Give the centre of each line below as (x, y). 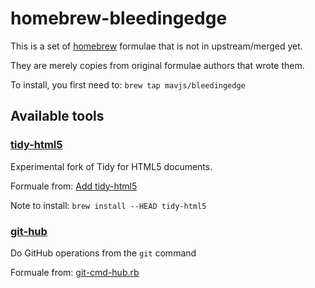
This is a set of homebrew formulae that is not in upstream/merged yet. (156, 46)
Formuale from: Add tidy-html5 (74, 186)
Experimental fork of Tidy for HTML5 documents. (111, 166)
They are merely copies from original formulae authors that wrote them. (157, 65)
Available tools (57, 116)
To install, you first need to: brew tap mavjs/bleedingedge (128, 84)
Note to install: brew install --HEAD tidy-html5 (108, 205)
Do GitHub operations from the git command (103, 253)
